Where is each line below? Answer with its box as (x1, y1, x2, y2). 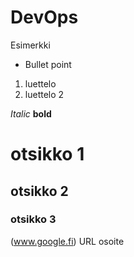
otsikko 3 (10, 212, 57, 226)
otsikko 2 (10, 182, 69, 200)
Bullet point (24, 58, 72, 70)
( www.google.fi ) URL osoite (10, 235, 125, 247)
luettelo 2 (24, 88, 65, 100)
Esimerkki (10, 39, 51, 51)
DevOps (10, 6, 79, 29)
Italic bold (10, 107, 52, 120)
